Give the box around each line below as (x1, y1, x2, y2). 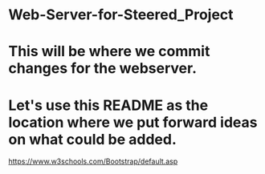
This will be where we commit (8, 42, 210, 61)
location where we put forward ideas (8, 113, 258, 132)
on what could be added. (8, 130, 177, 148)
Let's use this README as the (8, 96, 209, 114)
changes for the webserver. (8, 59, 198, 78)
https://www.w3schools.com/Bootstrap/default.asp (8, 156, 178, 166)
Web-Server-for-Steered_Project (8, 6, 234, 24)
